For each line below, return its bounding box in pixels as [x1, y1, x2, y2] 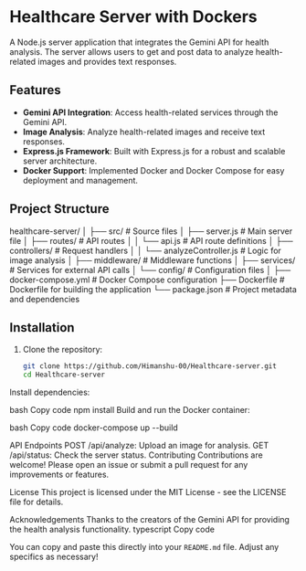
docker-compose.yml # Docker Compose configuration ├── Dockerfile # [9, 274, 285, 285]
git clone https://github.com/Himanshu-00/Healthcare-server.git [22, 362, 277, 371]
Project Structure [9, 201, 110, 217]
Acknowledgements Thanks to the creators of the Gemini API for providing [9, 514, 290, 525]
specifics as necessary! [9, 551, 99, 563]
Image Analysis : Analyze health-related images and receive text [22, 126, 266, 137]
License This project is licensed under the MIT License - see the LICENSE [9, 487, 287, 498]
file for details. [9, 496, 64, 508]
